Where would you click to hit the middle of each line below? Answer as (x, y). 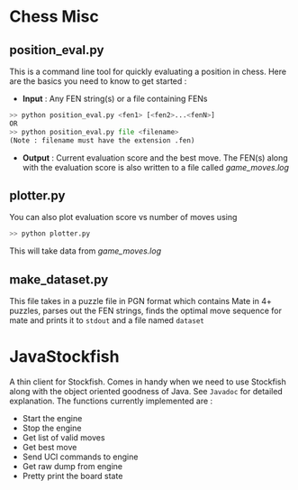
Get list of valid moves (63, 437)
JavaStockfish (64, 357)
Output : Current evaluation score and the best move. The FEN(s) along (155, 157)
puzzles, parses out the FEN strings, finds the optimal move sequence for (145, 310)
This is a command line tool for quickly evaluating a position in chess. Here (148, 71)
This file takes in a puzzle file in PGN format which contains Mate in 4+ (140, 301)
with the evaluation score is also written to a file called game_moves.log (156, 167)
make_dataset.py (59, 279)
